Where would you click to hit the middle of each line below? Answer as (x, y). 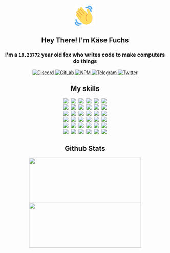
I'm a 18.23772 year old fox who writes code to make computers (85, 55)
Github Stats (85, 148)
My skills (85, 89)
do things (85, 61)
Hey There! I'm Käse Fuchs (85, 40)
